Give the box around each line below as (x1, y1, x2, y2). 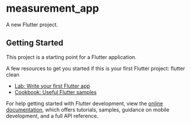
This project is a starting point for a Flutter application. (6, 53, 137, 60)
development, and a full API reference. (6, 112, 99, 119)
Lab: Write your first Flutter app (14, 82, 91, 89)
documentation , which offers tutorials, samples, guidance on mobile (6, 106, 169, 113)
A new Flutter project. (6, 21, 58, 28)
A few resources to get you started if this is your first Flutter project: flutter (6, 65, 185, 72)
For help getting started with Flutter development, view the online (6, 100, 164, 107)
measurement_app (6, 2, 99, 15)
